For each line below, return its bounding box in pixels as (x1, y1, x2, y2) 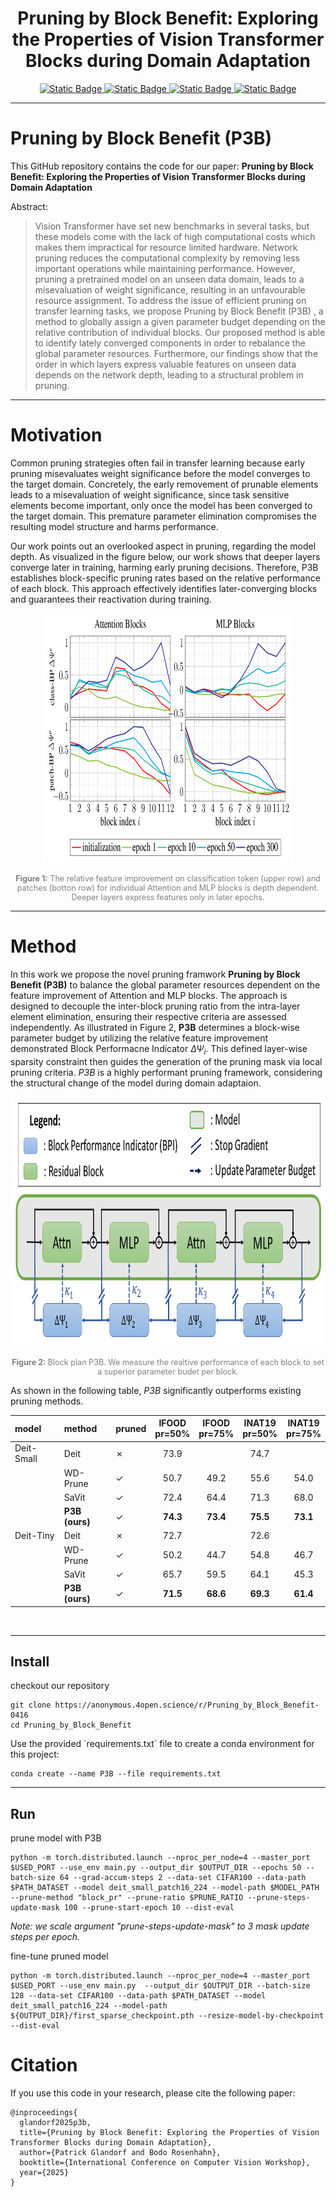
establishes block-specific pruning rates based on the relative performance (10, 572, 321, 584)
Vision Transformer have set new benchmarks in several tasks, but (34, 220, 310, 232)
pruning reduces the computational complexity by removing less (34, 252, 300, 264)
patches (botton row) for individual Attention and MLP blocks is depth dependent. (16, 882, 320, 893)
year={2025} (19, 2168, 70, 2178)
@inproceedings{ (10, 2108, 78, 2118)
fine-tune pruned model (10, 1950, 109, 1962)
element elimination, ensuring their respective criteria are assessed (10, 1010, 287, 1022)
